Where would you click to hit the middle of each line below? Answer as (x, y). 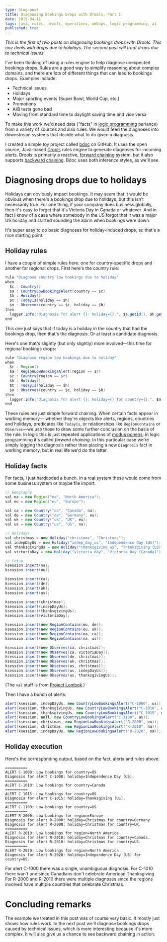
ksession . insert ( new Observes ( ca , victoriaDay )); (58, 652)
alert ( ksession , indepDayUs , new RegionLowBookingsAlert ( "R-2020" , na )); (83, 731)
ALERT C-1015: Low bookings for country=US (51, 794)
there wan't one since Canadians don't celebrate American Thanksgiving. (80, 873)
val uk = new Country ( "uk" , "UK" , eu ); (46, 520)
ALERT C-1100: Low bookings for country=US (51, 807)
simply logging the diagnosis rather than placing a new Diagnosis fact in (79, 445)
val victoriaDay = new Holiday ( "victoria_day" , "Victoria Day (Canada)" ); (84, 552)
